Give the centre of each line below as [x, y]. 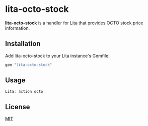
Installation [23, 44]
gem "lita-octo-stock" [29, 65]
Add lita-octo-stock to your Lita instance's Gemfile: [58, 56]
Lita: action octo [24, 92]
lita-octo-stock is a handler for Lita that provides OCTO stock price [74, 23]
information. [18, 28]
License [18, 107]
